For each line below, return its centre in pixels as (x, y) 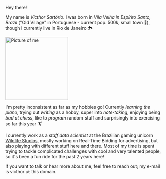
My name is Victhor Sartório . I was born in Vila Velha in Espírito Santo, (78, 17)
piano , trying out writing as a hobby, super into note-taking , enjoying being (83, 112)
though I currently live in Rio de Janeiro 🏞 (49, 28)
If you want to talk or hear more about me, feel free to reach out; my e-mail (83, 166)
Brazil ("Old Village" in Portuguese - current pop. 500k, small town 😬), (77, 22)
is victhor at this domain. (31, 172)
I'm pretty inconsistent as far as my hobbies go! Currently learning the (78, 107)
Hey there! (16, 7)
